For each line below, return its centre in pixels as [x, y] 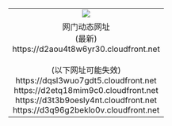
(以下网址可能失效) [86, 70]
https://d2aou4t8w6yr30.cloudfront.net [86, 49]
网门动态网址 [86, 27]
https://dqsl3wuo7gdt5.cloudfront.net [86, 80]
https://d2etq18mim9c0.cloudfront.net [86, 90]
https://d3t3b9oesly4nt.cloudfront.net [86, 100]
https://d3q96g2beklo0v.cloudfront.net [86, 109]
